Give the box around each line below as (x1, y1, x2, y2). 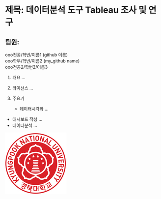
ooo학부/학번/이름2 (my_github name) (5, 58, 80, 64)
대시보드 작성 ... (12, 116, 43, 122)
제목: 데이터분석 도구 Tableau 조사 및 (5, 4, 147, 16)
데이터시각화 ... (19, 106, 49, 112)
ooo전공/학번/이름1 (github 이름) (5, 52, 68, 57)
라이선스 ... (12, 85, 33, 91)
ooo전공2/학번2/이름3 (5, 64, 48, 70)
